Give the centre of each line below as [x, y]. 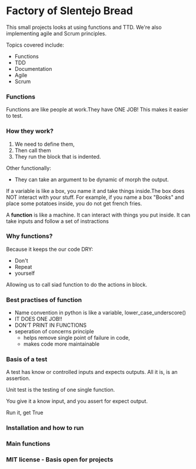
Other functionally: [29, 168]
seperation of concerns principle [54, 332]
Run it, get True [25, 413]
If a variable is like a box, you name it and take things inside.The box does [95, 191]
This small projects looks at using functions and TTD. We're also [84, 27]
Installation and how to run [45, 428]
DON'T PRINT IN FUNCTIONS [51, 325]
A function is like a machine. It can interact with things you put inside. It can [98, 215]
